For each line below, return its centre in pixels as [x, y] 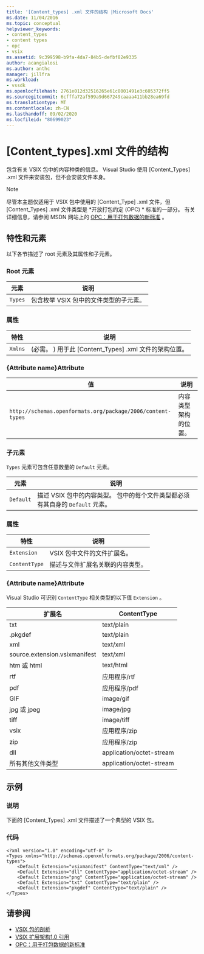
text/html [115, 665]
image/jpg [117, 709]
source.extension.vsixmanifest [53, 654]
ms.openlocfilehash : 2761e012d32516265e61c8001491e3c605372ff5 [88, 91]
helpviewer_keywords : [34, 29]
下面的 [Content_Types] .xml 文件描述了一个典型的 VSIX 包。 [82, 820]
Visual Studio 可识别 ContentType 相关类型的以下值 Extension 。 [86, 597]
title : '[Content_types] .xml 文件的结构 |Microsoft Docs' [80, 12]
